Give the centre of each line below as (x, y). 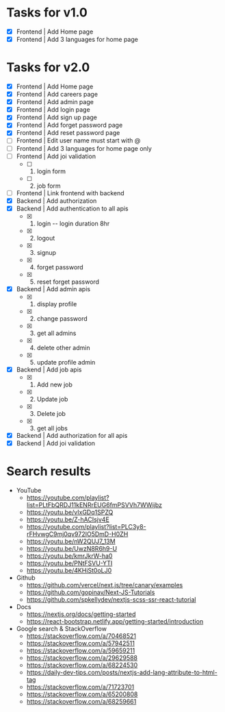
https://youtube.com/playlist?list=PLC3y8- (86, 527)
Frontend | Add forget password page (69, 125)
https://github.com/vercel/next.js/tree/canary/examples (105, 585)
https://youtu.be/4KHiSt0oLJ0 (69, 570)
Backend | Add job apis (49, 369)
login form (51, 171)
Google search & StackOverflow (62, 629)
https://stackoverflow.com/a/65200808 (82, 694)
